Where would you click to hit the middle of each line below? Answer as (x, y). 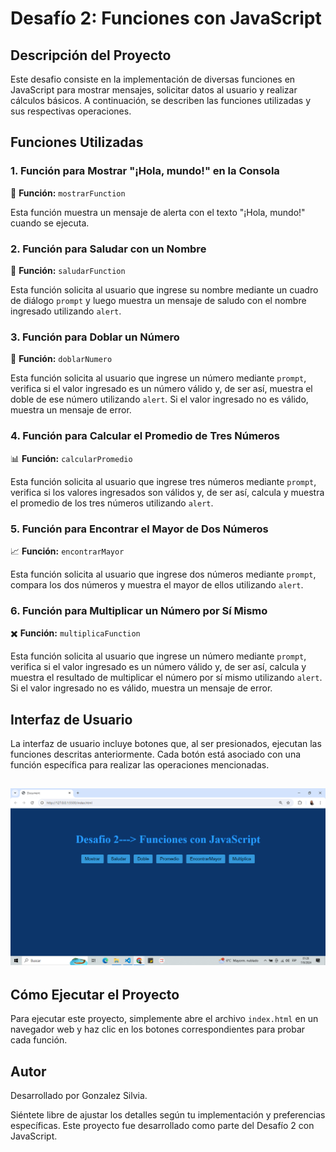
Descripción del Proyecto (91, 55)
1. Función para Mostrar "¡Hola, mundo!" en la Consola (145, 171)
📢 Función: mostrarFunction (68, 193)
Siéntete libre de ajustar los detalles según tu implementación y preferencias (168, 1115)
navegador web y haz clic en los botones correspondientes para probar (158, 1029)
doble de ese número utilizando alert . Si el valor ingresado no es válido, (159, 399)
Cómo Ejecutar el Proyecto (95, 994)
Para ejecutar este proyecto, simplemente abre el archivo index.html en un (164, 1019)
